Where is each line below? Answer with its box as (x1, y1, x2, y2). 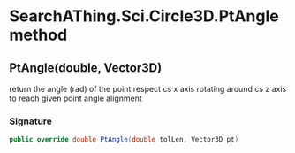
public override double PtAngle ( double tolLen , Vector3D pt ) (9, 135, 239, 144)
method (9, 25, 68, 45)
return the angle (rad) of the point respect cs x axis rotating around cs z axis (9, 84, 287, 94)
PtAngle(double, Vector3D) (9, 60, 163, 75)
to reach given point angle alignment (9, 93, 143, 103)
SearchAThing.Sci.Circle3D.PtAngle (9, 6, 280, 27)
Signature (9, 115, 53, 127)
